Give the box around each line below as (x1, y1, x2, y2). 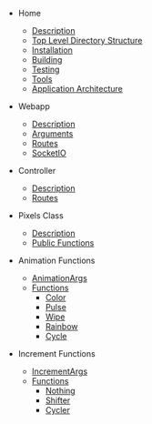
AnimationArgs (31, 273, 88, 283)
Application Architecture (31, 84, 123, 94)
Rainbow (45, 321, 79, 331)
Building (31, 55, 63, 65)
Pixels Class (17, 210, 64, 221)
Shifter (45, 395, 71, 406)
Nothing (45, 386, 76, 396)
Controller (17, 166, 56, 176)
